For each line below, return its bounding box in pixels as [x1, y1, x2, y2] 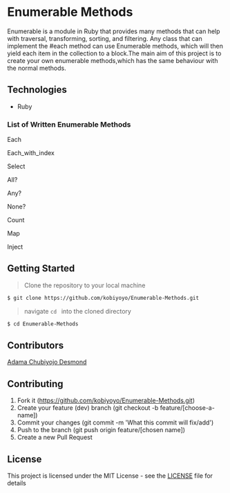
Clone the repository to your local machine [23, 281, 146, 289]
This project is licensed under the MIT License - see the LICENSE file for [7, 472, 213, 480]
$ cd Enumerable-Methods [7, 320, 79, 328]
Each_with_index [7, 149, 55, 157]
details [7, 479, 26, 487]
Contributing [7, 378, 64, 390]
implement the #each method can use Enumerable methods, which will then [7, 42, 223, 50]
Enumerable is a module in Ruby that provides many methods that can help [7, 27, 220, 35]
